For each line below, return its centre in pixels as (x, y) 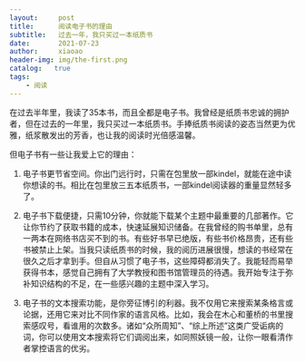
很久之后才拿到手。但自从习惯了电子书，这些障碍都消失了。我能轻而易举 (157, 260)
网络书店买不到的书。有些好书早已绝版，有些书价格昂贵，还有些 (173, 238)
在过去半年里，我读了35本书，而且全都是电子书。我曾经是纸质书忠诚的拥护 (149, 112)
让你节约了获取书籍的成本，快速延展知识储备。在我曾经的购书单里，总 (154, 227)
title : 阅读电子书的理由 (61, 26)
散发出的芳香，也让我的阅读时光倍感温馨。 (120, 135)
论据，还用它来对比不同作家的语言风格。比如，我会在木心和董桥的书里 (154, 314)
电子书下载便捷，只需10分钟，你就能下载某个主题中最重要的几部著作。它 (158, 215)
